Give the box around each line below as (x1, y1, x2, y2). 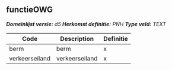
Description (60, 34, 94, 43)
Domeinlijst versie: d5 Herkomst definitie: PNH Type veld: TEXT (6, 20, 166, 27)
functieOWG (6, 5, 53, 15)
